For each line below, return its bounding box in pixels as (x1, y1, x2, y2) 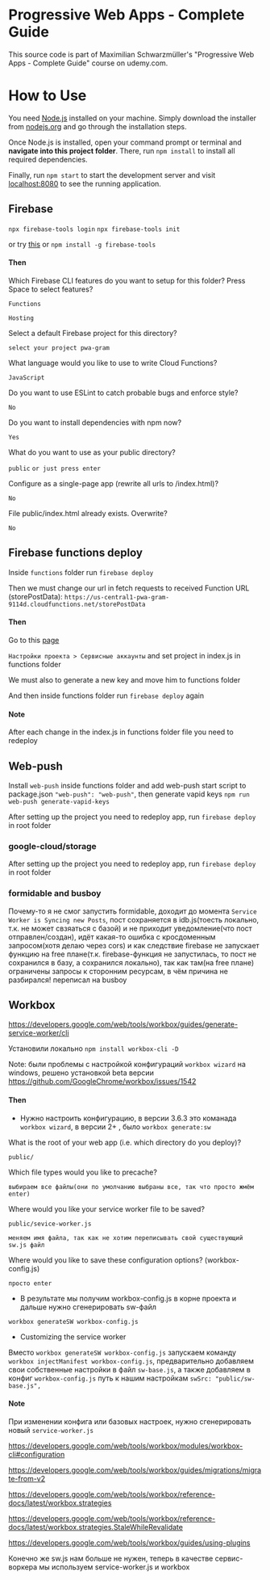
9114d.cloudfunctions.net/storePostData (8, 600, 147, 608)
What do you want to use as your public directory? (8, 447, 176, 457)
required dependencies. (8, 154, 88, 164)
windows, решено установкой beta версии (8, 1068, 155, 1078)
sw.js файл (8, 1241, 45, 1249)
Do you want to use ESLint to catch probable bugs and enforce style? (8, 388, 239, 397)
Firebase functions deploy (8, 546, 143, 560)
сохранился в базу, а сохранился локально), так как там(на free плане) (8, 957, 255, 967)
